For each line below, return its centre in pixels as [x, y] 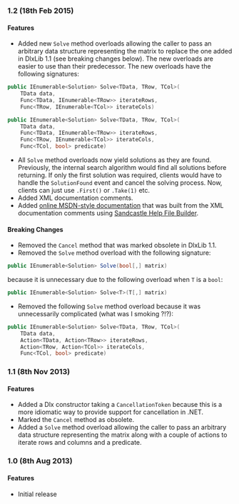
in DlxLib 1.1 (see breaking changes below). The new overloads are [116, 59]
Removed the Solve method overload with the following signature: [114, 253]
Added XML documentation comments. [75, 198]
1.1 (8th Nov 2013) [39, 372]
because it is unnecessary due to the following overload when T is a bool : [115, 280]
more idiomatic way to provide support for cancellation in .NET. [111, 412]
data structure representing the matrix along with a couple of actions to [122, 435]
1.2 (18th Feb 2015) [41, 11]
